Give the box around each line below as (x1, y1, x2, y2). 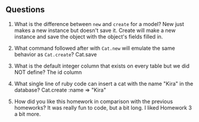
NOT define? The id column (14, 68, 82, 76)
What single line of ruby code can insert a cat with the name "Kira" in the (14, 80, 194, 87)
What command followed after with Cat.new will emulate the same (14, 44, 175, 52)
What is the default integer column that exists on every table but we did (14, 62, 190, 69)
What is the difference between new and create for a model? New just (14, 20, 184, 27)
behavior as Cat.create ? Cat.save (14, 50, 97, 58)
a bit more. (14, 110, 41, 117)
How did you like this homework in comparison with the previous (14, 98, 173, 105)
